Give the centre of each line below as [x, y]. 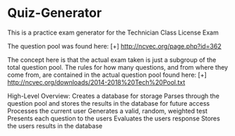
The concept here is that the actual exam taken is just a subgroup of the [112, 60]
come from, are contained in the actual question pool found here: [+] [107, 75]
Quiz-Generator [55, 13]
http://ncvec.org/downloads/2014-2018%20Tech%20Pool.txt [96, 82]
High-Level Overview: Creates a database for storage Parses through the [114, 96]
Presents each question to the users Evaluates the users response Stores [114, 118]
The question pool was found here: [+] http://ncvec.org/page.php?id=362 [114, 46]
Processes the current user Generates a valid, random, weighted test [108, 111]
